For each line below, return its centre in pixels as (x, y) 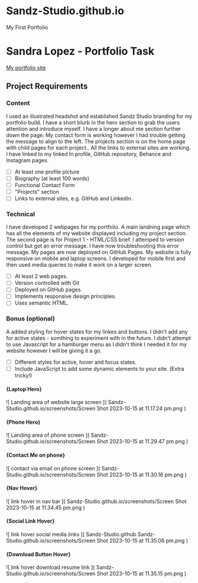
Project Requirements (47, 86)
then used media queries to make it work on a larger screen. (79, 265)
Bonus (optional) (30, 319)
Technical (21, 214)
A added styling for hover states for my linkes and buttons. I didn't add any (97, 331)
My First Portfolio (27, 27)
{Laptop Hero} (24, 389)
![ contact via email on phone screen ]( (53, 468)
